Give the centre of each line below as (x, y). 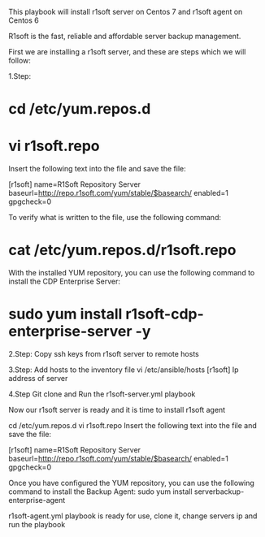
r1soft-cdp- (165, 314)
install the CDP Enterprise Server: (64, 281)
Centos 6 (24, 20)
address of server (38, 378)
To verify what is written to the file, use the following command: (115, 218)
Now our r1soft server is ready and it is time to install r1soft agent (117, 410)
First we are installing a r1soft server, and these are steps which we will (127, 52)
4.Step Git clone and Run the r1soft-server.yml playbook (102, 394)
